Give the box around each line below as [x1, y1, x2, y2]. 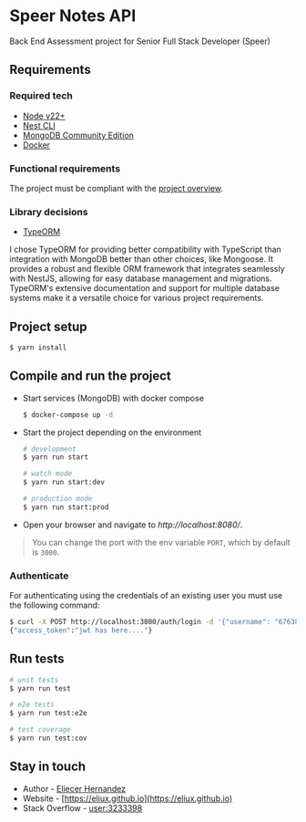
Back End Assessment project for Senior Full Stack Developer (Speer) [9, 36, 271, 47]
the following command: [9, 599, 100, 611]
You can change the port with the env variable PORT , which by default [31, 536, 291, 547]
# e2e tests [9, 700, 55, 710]
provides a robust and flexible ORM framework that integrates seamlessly [9, 264, 285, 275]
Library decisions [9, 205, 88, 218]
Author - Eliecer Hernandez [22, 783, 127, 794]
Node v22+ [22, 110, 66, 121]
